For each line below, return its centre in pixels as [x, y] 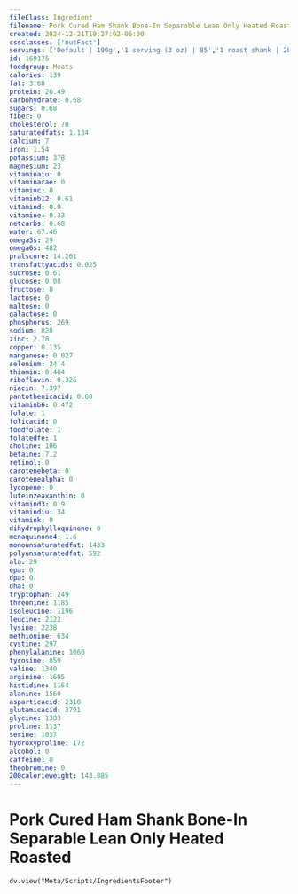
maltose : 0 [29, 306]
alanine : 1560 [35, 694]
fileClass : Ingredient [51, 17]
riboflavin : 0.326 [43, 380]
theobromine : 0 [37, 768]
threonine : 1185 [39, 603]
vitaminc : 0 [31, 191]
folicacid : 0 [33, 421]
